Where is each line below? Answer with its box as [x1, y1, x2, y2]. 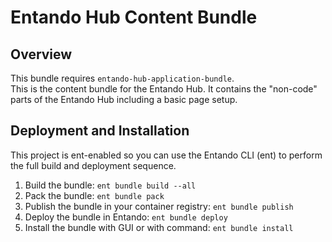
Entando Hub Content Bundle [10, 6, 258, 29]
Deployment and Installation [10, 122, 190, 140]
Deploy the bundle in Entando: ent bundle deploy [24, 211, 228, 223]
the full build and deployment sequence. [10, 159, 177, 171]
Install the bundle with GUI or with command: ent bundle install [24, 221, 294, 233]
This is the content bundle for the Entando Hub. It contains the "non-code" [10, 83, 318, 95]
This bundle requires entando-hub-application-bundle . [10, 72, 235, 84]
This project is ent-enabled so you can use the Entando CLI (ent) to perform [10, 149, 323, 161]
